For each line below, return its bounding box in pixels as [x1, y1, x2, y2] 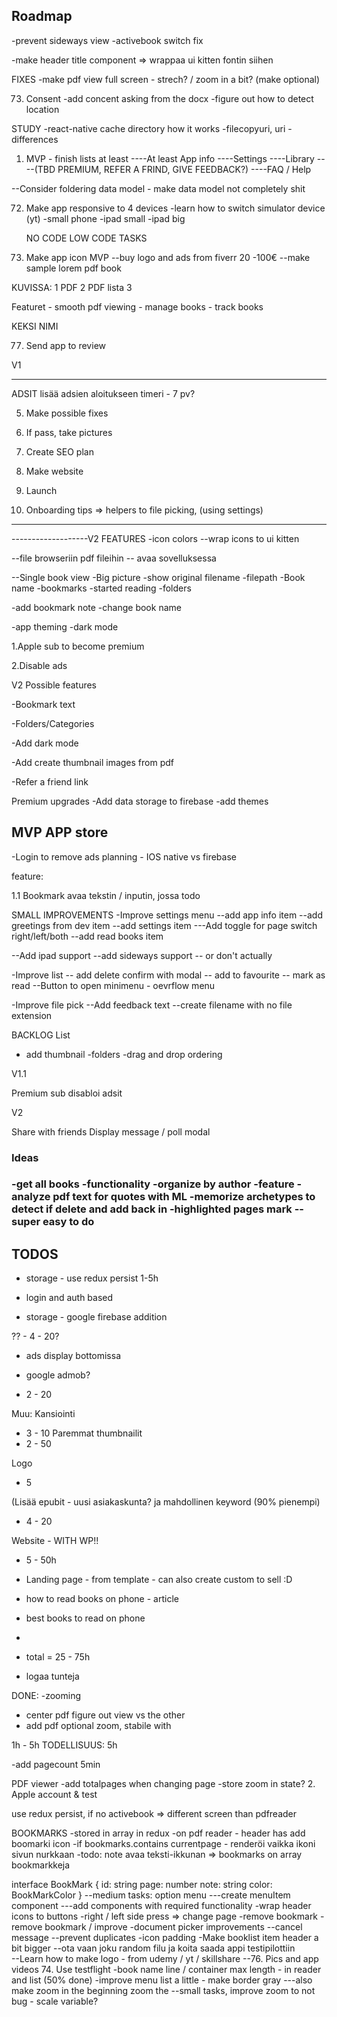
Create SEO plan [25, 445, 94, 458]
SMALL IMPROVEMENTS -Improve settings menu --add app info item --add [11, 909, 323, 921]
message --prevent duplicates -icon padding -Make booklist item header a [11, 1932, 319, 1944]
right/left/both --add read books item [11, 930, 164, 942]
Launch [25, 484, 58, 496]
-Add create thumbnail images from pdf [11, 756, 175, 768]
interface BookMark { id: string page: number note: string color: [11, 1879, 273, 1891]
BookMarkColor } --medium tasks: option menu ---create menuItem [11, 1889, 291, 1901]
